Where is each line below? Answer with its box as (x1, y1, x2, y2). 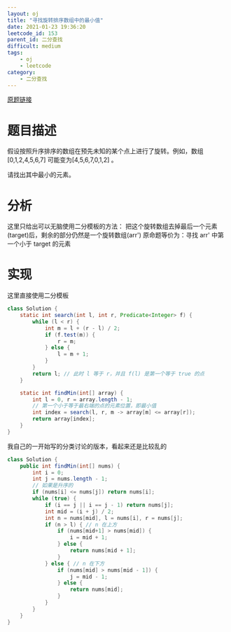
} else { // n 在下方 (44, 560, 105, 567)
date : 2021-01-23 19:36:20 (7, 23, 86, 30)
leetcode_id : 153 (7, 29, 58, 37)
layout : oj (7, 10, 39, 17)
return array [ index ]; (32, 416, 96, 423)
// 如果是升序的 (32, 482, 73, 489)
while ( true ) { (32, 495, 77, 503)
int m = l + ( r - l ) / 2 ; (44, 325, 120, 332)
